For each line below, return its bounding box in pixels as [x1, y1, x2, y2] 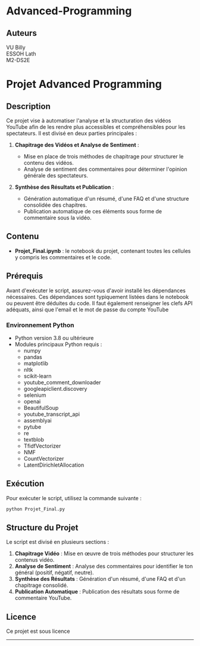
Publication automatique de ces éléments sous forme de [23, 208, 162, 215]
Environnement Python [6, 321, 74, 329]
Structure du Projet [6, 523, 79, 532]
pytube [23, 423, 42, 430]
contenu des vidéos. [23, 160, 74, 166]
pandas [23, 353, 43, 360]
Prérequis [6, 271, 43, 281]
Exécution [6, 479, 45, 489]
